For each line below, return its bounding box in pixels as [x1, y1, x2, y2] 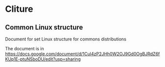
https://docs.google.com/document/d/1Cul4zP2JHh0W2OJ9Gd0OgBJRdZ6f [5, 51, 160, 57]
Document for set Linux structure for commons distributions [5, 36, 127, 42]
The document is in [5, 46, 44, 51]
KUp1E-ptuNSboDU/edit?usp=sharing [5, 56, 81, 62]
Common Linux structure [5, 23, 83, 32]
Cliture [5, 3, 33, 15]
